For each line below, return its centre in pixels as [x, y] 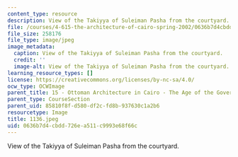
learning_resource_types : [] [50, 73]
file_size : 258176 [34, 34]
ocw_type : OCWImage [36, 86]
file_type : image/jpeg [41, 40]
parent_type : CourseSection [49, 100]
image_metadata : [31, 47]
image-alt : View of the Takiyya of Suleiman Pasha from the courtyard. [122, 66]
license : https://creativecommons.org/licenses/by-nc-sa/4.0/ [101, 80]
